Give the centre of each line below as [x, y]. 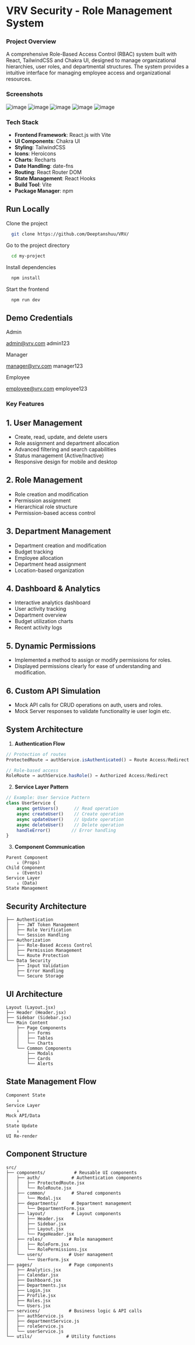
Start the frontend [27, 289]
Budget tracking [34, 552]
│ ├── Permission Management [44, 951]
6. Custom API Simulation [53, 691]
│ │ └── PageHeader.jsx [40, 1234]
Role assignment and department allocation [67, 443]
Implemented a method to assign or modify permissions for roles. [93, 660]
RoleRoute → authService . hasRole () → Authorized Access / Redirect [87, 776]
